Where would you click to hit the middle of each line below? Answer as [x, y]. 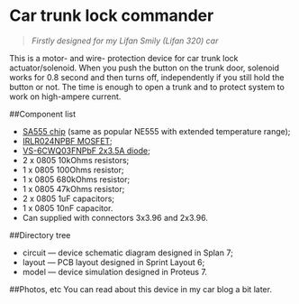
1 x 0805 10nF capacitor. [68, 207]
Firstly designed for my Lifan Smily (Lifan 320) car [125, 41]
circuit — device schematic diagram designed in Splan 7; [128, 253]
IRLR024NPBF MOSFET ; [67, 141]
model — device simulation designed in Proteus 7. [114, 272]
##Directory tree [40, 235]
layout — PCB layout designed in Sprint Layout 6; [113, 262]
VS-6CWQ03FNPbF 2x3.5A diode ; [86, 151]
